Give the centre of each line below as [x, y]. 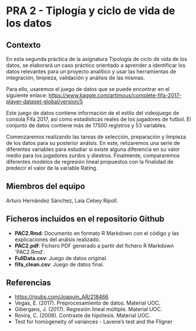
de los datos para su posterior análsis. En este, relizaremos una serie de [93, 143]
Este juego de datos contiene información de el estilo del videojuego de [93, 113]
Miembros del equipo [45, 186]
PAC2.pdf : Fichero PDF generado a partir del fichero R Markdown [94, 245]
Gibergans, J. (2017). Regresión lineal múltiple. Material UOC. [88, 309]
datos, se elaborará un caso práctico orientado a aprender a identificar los [96, 65]
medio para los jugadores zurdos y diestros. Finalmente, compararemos [93, 156]
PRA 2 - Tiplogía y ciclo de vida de [91, 11]
